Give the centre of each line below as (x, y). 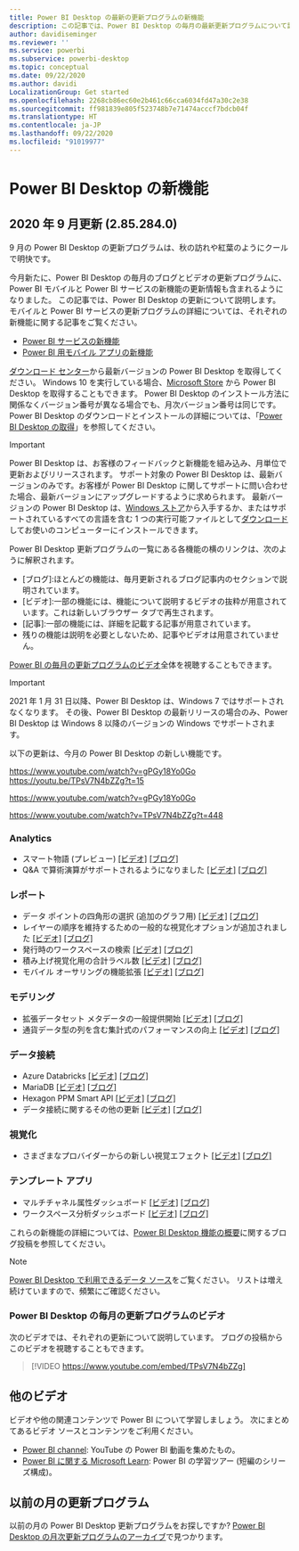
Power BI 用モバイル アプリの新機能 (88, 352)
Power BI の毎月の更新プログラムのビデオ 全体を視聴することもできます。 (143, 664)
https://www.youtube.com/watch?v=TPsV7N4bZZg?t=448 (117, 815)
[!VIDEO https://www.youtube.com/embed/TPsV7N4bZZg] (138, 1366)
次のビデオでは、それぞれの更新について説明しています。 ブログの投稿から (146, 1337)
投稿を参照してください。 (64, 1243)
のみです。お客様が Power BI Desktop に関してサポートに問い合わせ (164, 485)
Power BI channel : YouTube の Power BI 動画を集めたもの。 (131, 1449)
